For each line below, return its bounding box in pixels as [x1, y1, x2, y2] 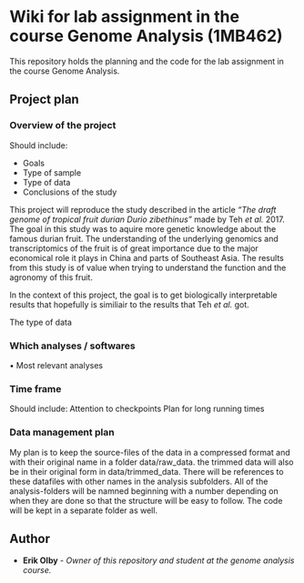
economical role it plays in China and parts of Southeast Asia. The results [9, 252, 284, 263]
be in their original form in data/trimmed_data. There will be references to [9, 466, 284, 477]
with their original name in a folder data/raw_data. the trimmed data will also [9, 457, 294, 467]
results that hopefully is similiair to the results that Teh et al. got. [9, 298, 250, 310]
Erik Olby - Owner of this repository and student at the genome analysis [22, 555, 295, 566]
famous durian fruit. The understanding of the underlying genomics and [9, 233, 279, 244]
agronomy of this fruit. [9, 271, 94, 283]
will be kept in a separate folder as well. [9, 505, 157, 516]
